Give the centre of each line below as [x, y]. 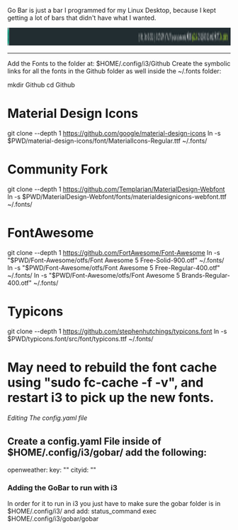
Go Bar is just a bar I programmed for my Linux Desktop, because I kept [112, 10]
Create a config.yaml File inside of [84, 442]
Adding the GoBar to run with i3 [63, 488]
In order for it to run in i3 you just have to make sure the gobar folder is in [114, 503]
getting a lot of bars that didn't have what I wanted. [82, 18]
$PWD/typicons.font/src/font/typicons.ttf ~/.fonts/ [80, 339]
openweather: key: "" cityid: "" [52, 470]
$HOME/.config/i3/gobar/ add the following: [107, 453]
